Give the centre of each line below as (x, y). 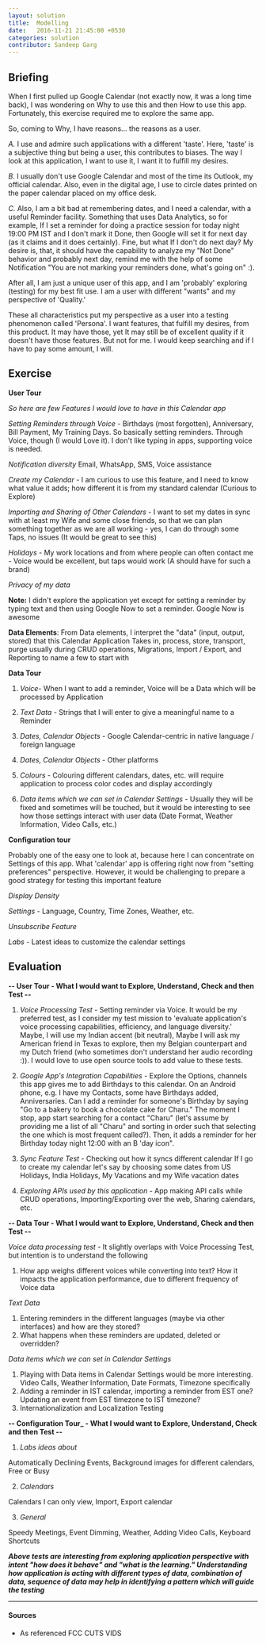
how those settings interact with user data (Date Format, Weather (126, 816)
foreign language (47, 744)
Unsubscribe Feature (43, 926)
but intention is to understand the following (78, 1255)
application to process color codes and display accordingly (116, 783)
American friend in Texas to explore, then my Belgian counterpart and (133, 1043)
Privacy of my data (40, 585)
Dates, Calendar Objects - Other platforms (89, 759)
